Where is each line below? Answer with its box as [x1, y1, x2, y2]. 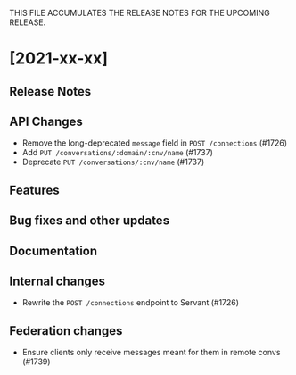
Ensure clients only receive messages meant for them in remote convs [21, 347, 281, 358]
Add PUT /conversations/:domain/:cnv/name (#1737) [21, 147, 214, 158]
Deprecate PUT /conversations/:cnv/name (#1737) [21, 156, 205, 168]
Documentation [9, 243, 98, 258]
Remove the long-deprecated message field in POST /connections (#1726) [21, 137, 288, 148]
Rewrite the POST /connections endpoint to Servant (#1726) [21, 297, 239, 308]
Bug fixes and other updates [9, 213, 170, 229]
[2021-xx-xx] [9, 48, 109, 69]
